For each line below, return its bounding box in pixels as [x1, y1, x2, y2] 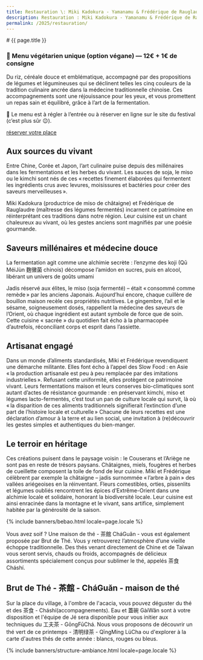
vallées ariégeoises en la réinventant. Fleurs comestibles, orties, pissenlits [6, 480, 191, 488]
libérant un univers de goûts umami [6, 273, 94, 280]
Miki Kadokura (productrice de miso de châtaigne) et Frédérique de [6, 200, 174, 207]
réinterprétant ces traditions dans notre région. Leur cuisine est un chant [6, 212, 187, 220]
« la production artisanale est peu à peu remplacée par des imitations [6, 370, 178, 377]
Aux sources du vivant [6, 146, 93, 157]
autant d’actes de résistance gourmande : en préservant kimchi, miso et [6, 389, 185, 396]
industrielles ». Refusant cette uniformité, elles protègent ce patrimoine [6, 376, 183, 384]
